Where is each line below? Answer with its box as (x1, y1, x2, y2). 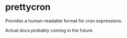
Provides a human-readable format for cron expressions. (5, 18, 123, 24)
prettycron (5, 1, 51, 13)
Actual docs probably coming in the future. (5, 27, 94, 33)
